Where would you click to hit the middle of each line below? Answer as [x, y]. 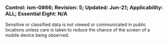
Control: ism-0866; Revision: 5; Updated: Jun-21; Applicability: [84, 7]
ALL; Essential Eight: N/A [36, 13]
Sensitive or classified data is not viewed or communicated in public [76, 24]
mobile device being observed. [37, 35]
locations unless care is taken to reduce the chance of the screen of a [77, 30]
